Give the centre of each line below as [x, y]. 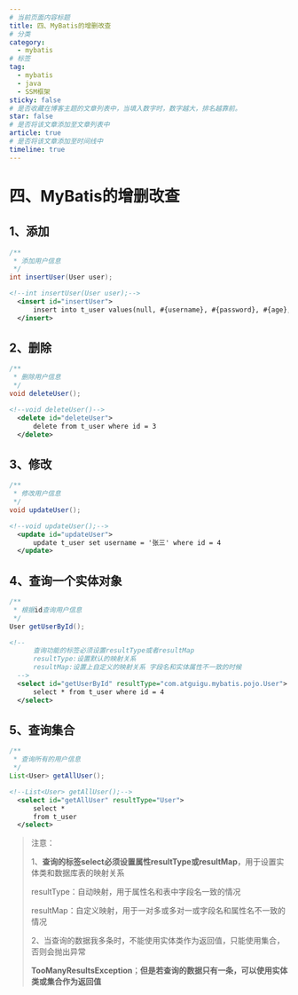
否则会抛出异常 [58, 952]
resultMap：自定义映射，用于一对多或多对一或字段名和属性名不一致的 [158, 911]
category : [27, 42]
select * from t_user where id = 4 [98, 692]
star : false [31, 116]
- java [29, 83]
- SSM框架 [34, 91]
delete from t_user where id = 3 [94, 426]
